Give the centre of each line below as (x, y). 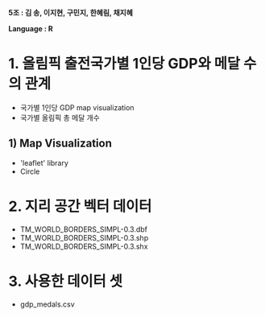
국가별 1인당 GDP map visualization (77, 107)
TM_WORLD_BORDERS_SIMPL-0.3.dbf (83, 229)
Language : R (31, 29)
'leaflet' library (44, 163)
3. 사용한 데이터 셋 (66, 281)
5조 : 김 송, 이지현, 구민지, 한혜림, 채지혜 (70, 12)
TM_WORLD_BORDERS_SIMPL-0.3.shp (84, 237)
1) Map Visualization (60, 144)
